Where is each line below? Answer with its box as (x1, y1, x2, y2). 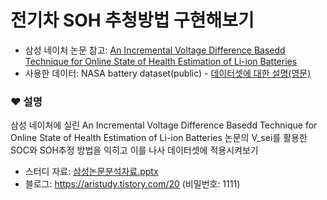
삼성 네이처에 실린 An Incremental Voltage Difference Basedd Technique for (10, 119, 318, 131)
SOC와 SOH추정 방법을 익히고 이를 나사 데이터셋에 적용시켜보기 (10, 144, 259, 156)
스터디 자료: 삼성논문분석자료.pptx (24, 166, 159, 178)
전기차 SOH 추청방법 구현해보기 (10, 9, 255, 32)
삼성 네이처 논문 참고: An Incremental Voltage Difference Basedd (24, 44, 286, 56)
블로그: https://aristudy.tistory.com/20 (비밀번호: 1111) (24, 178, 241, 190)
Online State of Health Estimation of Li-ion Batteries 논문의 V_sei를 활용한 (10, 132, 308, 144)
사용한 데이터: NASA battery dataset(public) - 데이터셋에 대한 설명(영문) (24, 67, 312, 79)
